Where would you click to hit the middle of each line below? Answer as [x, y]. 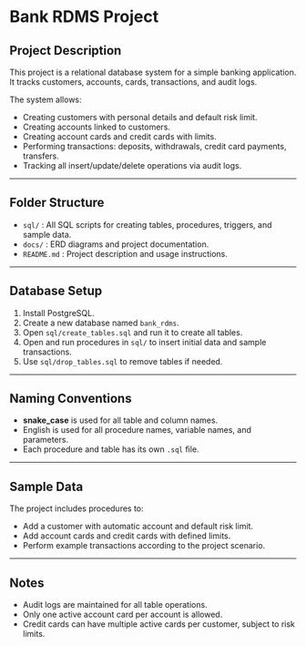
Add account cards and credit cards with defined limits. [127, 536]
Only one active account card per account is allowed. [122, 615]
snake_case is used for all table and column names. [120, 420]
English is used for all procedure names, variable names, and [137, 430]
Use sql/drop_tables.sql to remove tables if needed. [122, 361]
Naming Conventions [71, 399]
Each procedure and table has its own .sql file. [111, 449]
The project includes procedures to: [76, 508]
